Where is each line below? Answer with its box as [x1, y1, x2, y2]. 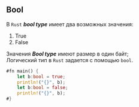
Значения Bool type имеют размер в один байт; [6, 50, 129, 57]
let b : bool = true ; [17, 74, 66, 80]
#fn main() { [6, 68, 39, 74]
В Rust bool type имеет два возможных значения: [6, 20, 134, 27]
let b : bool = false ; [17, 85, 68, 91]
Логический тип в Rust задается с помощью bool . [6, 56, 134, 63]
